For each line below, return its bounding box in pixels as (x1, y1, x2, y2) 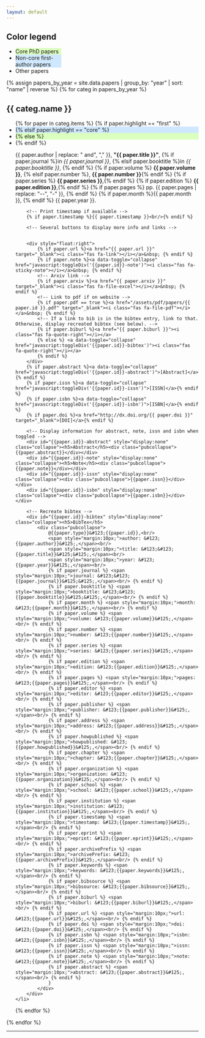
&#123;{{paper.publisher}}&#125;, (103, 707, 190, 713)
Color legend (6, 32, 57, 42)
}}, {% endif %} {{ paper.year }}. (15, 197, 96, 204)
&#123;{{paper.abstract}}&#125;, (99, 969, 185, 976)
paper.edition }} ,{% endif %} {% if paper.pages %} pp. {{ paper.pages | (15, 184, 197, 191)
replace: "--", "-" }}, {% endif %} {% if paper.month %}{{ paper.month (15, 190, 192, 198)
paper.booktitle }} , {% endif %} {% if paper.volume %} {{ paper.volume (15, 164, 196, 171)
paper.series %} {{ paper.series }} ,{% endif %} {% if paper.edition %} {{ (15, 177, 199, 184)
